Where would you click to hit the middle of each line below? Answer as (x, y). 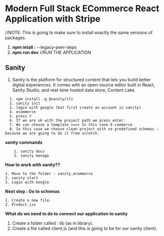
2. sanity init (25, 103)
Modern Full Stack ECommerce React (82, 9)
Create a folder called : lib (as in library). (53, 223)
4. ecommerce (23, 112)
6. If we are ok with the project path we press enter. (68, 120)
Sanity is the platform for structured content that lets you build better (82, 79)
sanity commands (24, 142)
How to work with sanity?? (33, 165)
